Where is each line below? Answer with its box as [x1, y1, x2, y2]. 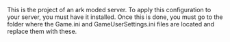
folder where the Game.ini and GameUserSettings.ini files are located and [7, 20, 214, 28]
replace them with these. [7, 27, 77, 35]
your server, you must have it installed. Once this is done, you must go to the [7, 13, 223, 21]
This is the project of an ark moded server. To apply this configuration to [7, 6, 212, 14]
